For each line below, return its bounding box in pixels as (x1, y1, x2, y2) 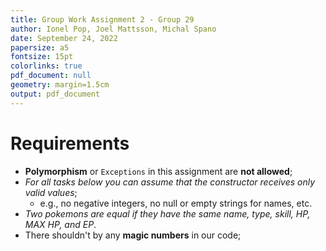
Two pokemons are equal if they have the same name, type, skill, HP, (24, 207, 311, 220)
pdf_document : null (10, 71, 92, 81)
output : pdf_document (10, 89, 101, 99)
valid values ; (24, 186, 78, 198)
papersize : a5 (10, 42, 70, 53)
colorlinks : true (10, 61, 83, 71)
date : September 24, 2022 (10, 33, 118, 43)
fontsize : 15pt (10, 52, 74, 62)
